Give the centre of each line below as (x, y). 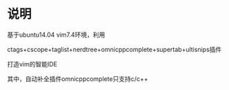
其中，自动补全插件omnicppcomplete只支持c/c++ (78, 79)
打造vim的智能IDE (32, 64)
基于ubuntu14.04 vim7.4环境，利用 (56, 35)
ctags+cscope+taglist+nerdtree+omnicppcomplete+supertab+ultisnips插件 (114, 49)
